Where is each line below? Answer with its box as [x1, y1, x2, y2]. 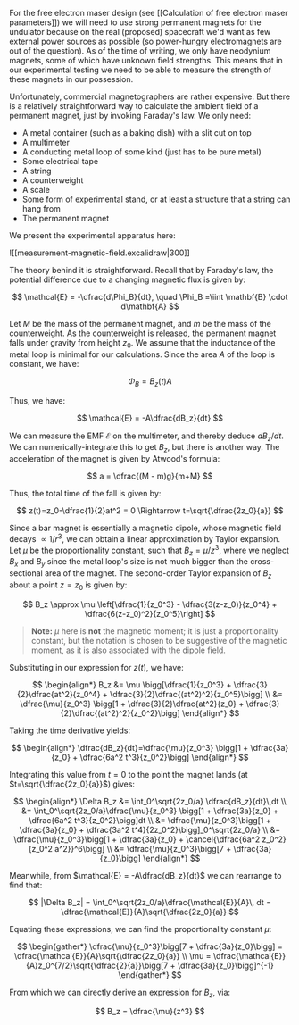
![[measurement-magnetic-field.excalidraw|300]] [9, 247, 190, 258]
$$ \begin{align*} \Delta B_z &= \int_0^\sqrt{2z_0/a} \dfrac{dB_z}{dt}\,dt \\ [12, 796, 287, 806]
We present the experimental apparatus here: [9, 230, 176, 240]
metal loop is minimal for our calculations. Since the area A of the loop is [9, 348, 275, 360]
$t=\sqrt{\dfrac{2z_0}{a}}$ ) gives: [9, 779, 136, 789]
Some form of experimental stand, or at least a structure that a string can [21, 194, 291, 204]
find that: [9, 879, 43, 890]
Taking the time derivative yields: [9, 725, 131, 736]
